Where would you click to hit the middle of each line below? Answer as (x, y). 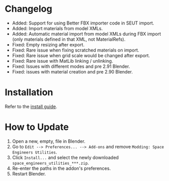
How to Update (37, 127)
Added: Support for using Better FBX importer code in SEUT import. (83, 23)
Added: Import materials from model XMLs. (57, 28)
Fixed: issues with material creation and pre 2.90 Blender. (72, 71)
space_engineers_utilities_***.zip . (51, 163)
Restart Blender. (29, 173)
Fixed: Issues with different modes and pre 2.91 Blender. (71, 66)
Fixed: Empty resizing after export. (48, 44)
